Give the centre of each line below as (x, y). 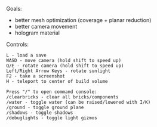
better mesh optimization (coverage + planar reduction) (83, 20)
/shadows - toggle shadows (40, 113)
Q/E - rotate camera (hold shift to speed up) (65, 66)
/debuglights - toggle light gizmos (52, 118)
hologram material (37, 33)
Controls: (17, 44)
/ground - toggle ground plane (45, 107)
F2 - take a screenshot (36, 76)
